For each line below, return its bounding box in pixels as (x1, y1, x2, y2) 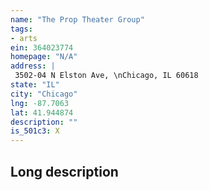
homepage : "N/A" (10, 52, 78, 62)
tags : (10, 24, 33, 34)
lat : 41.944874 (10, 107, 74, 118)
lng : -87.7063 (10, 98, 70, 108)
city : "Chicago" (10, 89, 78, 99)
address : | (10, 61, 56, 71)
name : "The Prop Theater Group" (10, 14, 145, 25)
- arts (10, 33, 38, 43)
